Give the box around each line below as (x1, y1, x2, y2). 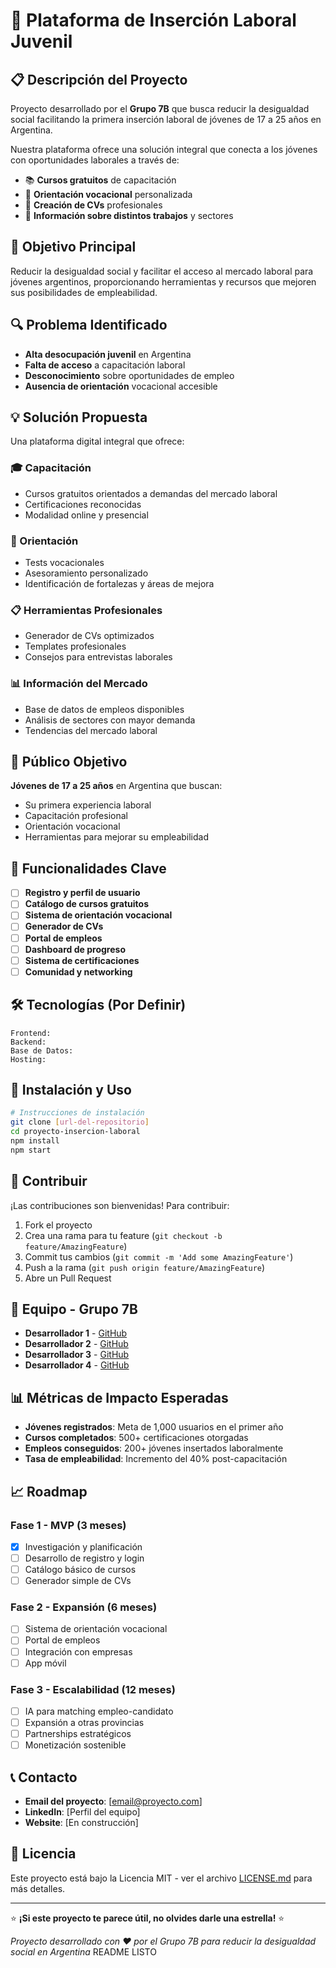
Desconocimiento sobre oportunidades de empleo (24, 369, 235, 381)
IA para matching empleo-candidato (24, 1705, 174, 1717)
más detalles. (10, 1882, 66, 1894)
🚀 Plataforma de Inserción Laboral (10, 9, 297, 32)
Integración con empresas (24, 1645, 133, 1658)
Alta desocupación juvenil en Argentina (24, 348, 192, 360)
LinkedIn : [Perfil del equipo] (24, 1806, 141, 1818)
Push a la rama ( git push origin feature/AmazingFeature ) (24, 1261, 266, 1273)
